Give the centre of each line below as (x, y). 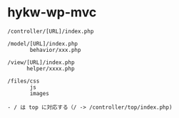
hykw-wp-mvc (52, 12)
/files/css (24, 81)
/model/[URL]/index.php (43, 43)
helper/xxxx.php (50, 68)
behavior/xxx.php (55, 50)
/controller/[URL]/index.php (51, 31)
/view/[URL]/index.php (41, 62)
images (40, 93)
